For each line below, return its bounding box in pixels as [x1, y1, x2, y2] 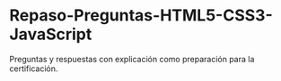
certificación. [9, 63, 58, 74]
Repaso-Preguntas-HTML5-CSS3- [9, 5, 273, 26]
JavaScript [9, 24, 92, 45]
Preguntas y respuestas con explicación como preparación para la [9, 53, 255, 64]
